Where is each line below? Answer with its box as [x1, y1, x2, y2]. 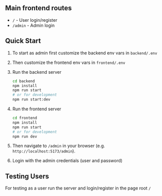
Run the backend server [12, 69, 62, 75]
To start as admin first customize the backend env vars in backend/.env [12, 49, 158, 56]
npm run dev [12, 134, 37, 139]
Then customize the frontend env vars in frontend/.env [12, 59, 125, 65]
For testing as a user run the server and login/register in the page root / [5, 185, 151, 191]
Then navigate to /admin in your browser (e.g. [12, 143, 106, 149]
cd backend [12, 79, 35, 84]
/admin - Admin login [12, 22, 55, 28]
